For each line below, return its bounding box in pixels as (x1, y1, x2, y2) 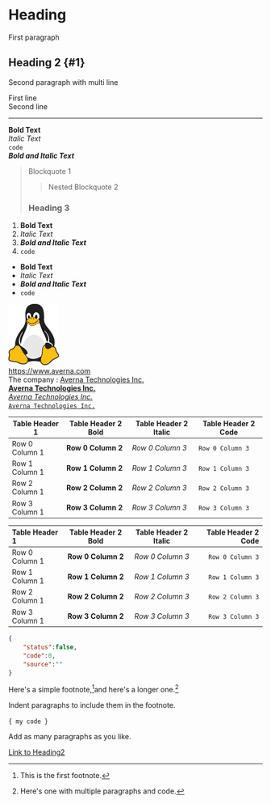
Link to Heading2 (8, 747, 65, 757)
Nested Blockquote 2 (48, 182, 119, 192)
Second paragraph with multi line (8, 77, 119, 87)
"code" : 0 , (23, 651, 56, 660)
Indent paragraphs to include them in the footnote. (8, 700, 176, 710)
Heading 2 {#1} (8, 56, 85, 70)
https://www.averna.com (8, 366, 91, 376)
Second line (8, 101, 48, 111)
